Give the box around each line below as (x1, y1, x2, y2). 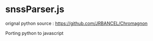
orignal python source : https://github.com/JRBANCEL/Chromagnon (5, 20, 148, 26)
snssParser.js (5, 4, 65, 15)
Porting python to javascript (5, 30, 64, 36)
